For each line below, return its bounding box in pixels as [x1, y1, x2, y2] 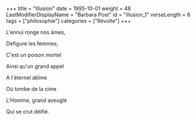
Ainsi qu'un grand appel [6, 63, 64, 70]
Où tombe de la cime [6, 85, 57, 92]
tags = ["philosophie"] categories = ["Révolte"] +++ [6, 18, 131, 24]
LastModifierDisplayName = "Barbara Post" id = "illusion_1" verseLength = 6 [6, 11, 191, 18]
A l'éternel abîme [6, 74, 48, 81]
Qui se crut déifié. [6, 108, 49, 115]
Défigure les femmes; [6, 40, 58, 47]
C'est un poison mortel [6, 52, 62, 58]
